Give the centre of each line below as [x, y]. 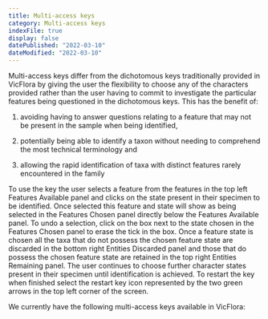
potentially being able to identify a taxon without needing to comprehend [140, 141]
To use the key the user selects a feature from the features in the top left [128, 189]
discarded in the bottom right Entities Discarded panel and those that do [128, 248]
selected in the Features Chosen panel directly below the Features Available [134, 214]
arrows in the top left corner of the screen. [79, 291]
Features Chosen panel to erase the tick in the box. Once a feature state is [131, 232]
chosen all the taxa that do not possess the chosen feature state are [121, 240]
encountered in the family [62, 174]
